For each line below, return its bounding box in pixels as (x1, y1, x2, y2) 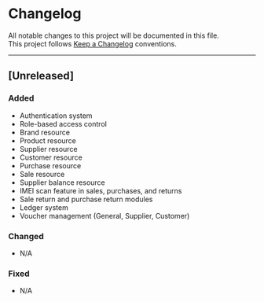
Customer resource (19, 153, 82, 162)
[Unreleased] (8, 69, 75, 83)
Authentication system (19, 111, 93, 120)
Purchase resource (19, 160, 82, 170)
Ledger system (19, 202, 68, 212)
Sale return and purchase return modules (19, 194, 153, 204)
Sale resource (19, 169, 65, 179)
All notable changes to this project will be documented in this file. (8, 31, 220, 40)
